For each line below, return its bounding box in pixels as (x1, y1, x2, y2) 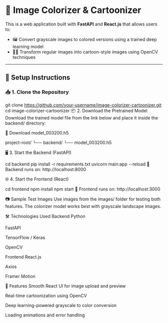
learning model (12, 43, 44, 49)
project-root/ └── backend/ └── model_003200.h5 (5, 139, 112, 145)
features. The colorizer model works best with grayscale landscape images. (5, 203, 161, 209)
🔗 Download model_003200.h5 (5, 129, 69, 135)
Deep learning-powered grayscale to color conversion (5, 302, 117, 308)
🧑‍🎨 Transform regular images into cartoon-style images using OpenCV (12, 48, 158, 54)
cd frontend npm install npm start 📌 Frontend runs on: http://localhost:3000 (5, 186, 161, 192)
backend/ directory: (5, 120, 46, 126)
